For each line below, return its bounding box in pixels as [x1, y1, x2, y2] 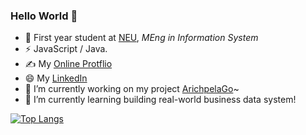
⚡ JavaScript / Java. [24, 43, 108, 55]
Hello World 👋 [10, 9, 78, 23]
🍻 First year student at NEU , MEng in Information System [24, 32, 259, 44]
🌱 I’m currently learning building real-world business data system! [24, 94, 297, 106]
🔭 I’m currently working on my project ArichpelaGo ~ [24, 83, 240, 95]
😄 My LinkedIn [24, 72, 88, 84]
